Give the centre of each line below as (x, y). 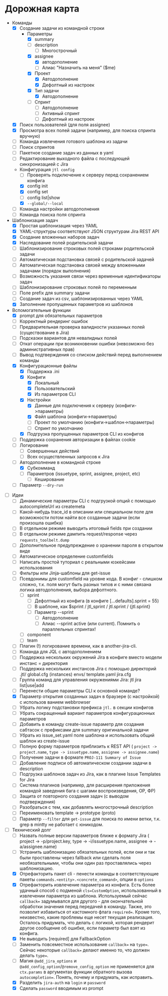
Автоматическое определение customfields (66, 556)
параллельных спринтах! (69, 630)
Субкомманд (41, 468)
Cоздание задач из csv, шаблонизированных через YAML (81, 299)
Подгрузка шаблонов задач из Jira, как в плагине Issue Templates (90, 774)
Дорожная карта (42, 9)
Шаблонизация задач (35, 220)
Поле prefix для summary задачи (55, 293)
